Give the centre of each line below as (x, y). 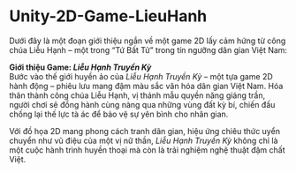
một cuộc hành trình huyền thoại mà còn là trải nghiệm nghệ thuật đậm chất (147, 150)
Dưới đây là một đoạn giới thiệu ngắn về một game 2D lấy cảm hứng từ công (148, 41)
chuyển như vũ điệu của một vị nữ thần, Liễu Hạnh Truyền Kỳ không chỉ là (144, 140)
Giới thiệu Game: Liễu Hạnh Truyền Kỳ (80, 67)
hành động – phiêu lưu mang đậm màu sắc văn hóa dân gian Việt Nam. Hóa (146, 86)
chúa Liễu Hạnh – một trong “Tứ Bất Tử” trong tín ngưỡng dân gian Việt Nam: (148, 49)
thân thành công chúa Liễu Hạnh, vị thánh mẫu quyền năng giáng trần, (137, 95)
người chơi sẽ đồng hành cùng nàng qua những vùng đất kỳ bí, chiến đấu (142, 104)
